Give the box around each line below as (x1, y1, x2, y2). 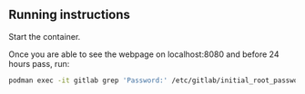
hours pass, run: (8, 58, 70, 69)
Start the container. (8, 31, 81, 42)
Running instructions (8, 7, 131, 23)
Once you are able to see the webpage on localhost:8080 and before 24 (8, 49, 280, 60)
